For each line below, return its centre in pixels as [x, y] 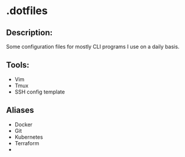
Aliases [20, 110]
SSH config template [40, 92]
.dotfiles [27, 11]
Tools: [18, 65]
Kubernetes [29, 137]
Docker [24, 124]
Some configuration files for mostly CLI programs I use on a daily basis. [93, 46]
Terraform [27, 143]
